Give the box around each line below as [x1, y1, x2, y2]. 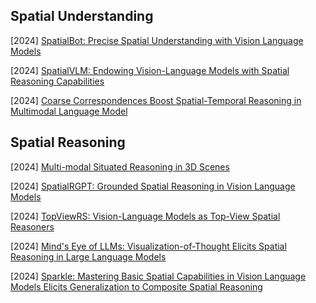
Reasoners [10, 220, 55, 233]
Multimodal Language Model [10, 105, 128, 117]
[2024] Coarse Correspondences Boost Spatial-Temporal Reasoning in [10, 94, 302, 106]
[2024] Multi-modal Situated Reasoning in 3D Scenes [10, 160, 230, 173]
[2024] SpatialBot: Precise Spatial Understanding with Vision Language [10, 34, 304, 46]
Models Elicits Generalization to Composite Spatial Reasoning [10, 280, 263, 293]
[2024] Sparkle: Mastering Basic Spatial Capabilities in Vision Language [10, 270, 307, 282]
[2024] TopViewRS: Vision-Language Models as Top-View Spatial [10, 210, 281, 222]
